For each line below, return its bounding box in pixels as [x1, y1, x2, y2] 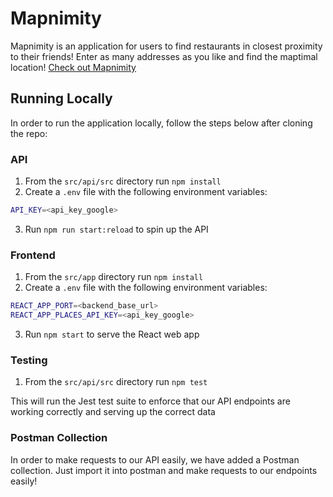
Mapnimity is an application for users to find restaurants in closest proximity [10, 40, 323, 52]
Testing [10, 353, 48, 367]
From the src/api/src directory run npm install [24, 175, 222, 187]
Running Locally [10, 90, 113, 107]
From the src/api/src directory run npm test [24, 376, 208, 388]
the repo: [10, 127, 48, 139]
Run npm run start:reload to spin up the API [24, 223, 209, 235]
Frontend [10, 248, 56, 262]
